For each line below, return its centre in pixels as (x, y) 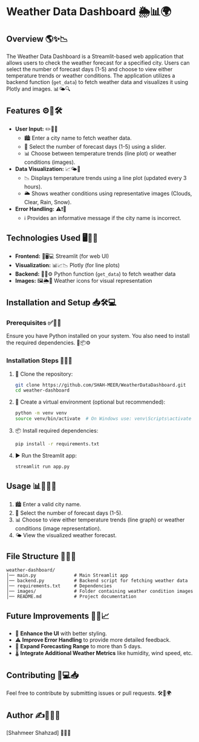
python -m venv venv (41, 413)
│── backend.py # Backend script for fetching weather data (97, 581)
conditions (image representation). (58, 528)
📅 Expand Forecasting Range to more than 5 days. (78, 647)
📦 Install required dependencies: (57, 431)
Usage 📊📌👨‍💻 (31, 486)
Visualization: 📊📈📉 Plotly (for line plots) (67, 265)
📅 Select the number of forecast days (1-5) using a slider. (95, 146)
